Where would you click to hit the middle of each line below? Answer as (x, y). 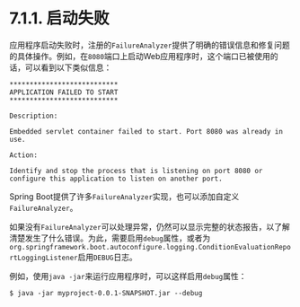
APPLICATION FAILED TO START (64, 92)
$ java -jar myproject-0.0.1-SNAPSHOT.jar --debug (106, 293)
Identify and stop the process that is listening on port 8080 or (136, 171)
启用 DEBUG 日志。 (107, 257)
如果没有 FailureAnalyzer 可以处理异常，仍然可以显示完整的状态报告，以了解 (150, 226)
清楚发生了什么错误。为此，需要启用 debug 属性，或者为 (110, 238)
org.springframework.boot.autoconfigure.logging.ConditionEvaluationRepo (150, 247)
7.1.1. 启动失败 (59, 18)
